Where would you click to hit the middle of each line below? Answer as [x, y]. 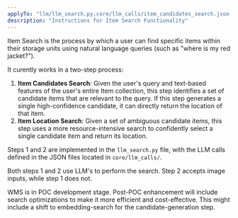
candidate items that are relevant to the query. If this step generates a [119, 98]
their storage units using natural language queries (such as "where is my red [119, 48]
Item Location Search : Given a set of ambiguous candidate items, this [120, 120]
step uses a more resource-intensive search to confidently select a [115, 128]
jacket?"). [21, 56]
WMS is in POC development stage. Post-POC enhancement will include [113, 192]
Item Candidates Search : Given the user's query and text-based [112, 83]
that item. [32, 113]
